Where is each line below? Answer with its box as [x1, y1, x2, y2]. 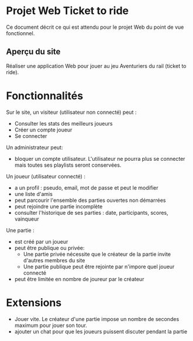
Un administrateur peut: [6, 144, 63, 151]
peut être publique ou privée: [14, 244, 85, 251]
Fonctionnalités [6, 89, 84, 102]
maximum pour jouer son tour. [14, 322, 88, 329]
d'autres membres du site [23, 256, 85, 264]
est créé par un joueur [14, 238, 68, 245]
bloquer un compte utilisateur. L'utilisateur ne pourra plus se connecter [14, 155, 185, 162]
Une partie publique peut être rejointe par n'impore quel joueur [23, 263, 175, 270]
